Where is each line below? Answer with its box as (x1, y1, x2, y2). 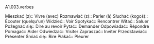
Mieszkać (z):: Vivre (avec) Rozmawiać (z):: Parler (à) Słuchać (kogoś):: (5, 13, 148, 19)
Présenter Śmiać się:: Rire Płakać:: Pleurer (5, 33, 89, 39)
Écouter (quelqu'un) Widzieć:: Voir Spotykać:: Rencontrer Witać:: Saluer (5, 19, 149, 24)
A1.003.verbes (5, 4, 34, 10)
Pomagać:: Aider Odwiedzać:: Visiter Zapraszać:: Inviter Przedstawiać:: (5, 29, 148, 34)
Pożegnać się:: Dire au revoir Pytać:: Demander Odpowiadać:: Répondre (5, 23, 149, 29)
